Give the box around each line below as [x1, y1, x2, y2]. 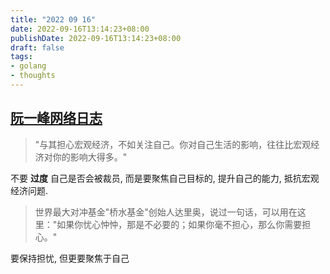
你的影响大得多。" [52, 151, 128, 163]
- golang [10, 61, 47, 71]
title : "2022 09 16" [10, 14, 97, 25]
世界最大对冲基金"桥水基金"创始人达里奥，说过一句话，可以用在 [34, 206, 298, 218]
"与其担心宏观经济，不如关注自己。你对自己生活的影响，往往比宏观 [34, 138, 312, 150]
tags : [10, 52, 33, 62]
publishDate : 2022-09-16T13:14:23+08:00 [10, 33, 182, 43]
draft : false [10, 42, 65, 53]
